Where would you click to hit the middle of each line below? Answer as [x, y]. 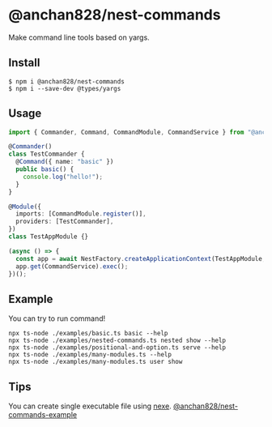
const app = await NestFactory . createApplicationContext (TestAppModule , [141, 258]
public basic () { [45, 169]
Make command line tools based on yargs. [79, 37]
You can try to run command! [57, 318]
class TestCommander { [47, 154]
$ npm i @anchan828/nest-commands [67, 81]
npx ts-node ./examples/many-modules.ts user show [96, 362]
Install [24, 63]
